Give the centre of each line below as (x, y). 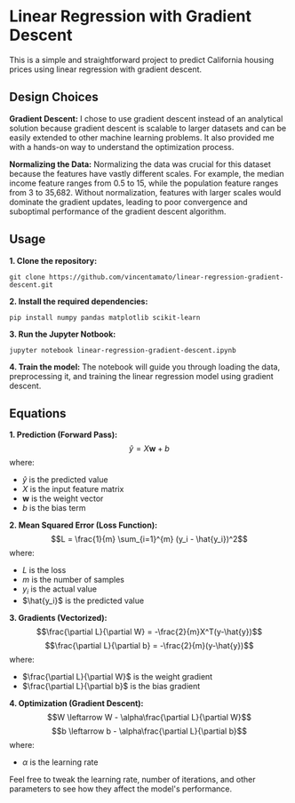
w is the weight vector (63, 498)
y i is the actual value (60, 590)
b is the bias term (54, 508)
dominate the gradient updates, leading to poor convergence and (128, 202)
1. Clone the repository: (53, 260)
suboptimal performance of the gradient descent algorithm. (118, 211)
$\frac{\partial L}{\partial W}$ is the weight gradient (117, 677)
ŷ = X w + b (149, 449)
